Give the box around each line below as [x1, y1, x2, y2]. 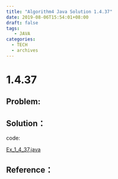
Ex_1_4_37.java [6, 146, 41, 153]
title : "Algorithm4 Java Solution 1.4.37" [6, 8, 113, 15]
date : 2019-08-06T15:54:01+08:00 [6, 14, 89, 20]
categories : [6, 36, 36, 42]
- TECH [11, 42, 28, 48]
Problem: [6, 96, 41, 107]
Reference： [6, 165, 53, 175]
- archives [11, 48, 39, 54]
